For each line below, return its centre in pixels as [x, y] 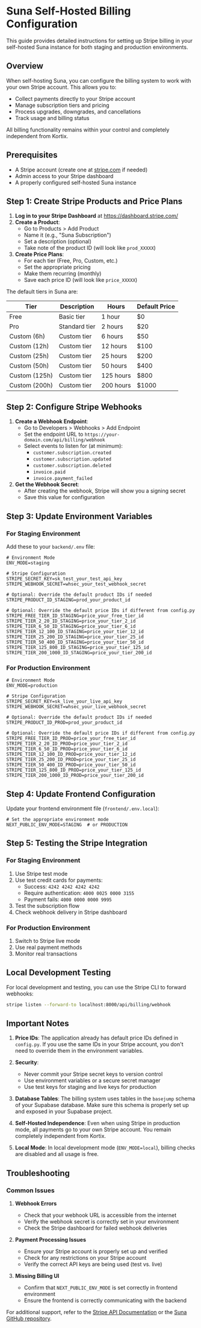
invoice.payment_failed [63, 479]
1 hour [111, 317]
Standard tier [77, 327]
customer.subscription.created [72, 453]
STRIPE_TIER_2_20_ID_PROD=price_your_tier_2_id [67, 744]
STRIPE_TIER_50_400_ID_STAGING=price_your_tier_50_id [75, 642]
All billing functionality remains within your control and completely [88, 129]
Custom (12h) [29, 346]
